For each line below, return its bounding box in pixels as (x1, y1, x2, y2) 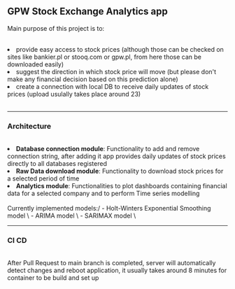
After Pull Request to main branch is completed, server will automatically (7, 259, 216, 267)
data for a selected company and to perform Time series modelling (7, 189, 200, 198)
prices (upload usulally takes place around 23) (7, 90, 141, 98)
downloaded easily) (7, 59, 64, 69)
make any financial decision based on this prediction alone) (7, 75, 178, 83)
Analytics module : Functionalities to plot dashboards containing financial (16, 182, 227, 190)
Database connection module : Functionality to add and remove (16, 145, 200, 153)
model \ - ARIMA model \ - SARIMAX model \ (7, 211, 136, 220)
